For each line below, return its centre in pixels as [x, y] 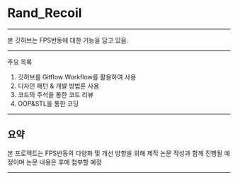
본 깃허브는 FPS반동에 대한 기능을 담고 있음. [68, 40]
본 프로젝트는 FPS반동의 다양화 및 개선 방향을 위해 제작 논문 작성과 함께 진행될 [115, 153]
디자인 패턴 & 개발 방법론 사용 [58, 86]
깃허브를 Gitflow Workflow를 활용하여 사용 [77, 77]
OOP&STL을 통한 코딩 [48, 103]
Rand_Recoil [45, 13]
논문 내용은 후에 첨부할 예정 [64, 162]
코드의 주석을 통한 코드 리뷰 [56, 94]
